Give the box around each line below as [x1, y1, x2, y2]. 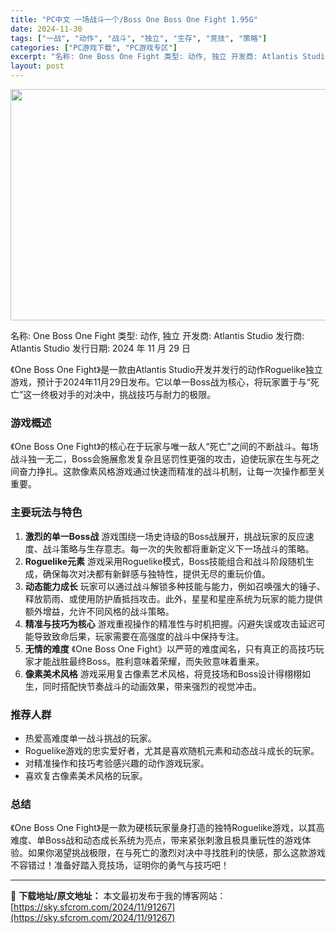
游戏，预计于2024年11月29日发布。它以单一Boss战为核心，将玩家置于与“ [10, 376, 311, 388]
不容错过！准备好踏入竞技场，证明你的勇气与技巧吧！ [10, 859, 230, 871]
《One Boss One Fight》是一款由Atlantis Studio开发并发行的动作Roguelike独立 [10, 364, 323, 375]
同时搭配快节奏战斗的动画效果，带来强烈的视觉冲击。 [42, 680, 262, 692]
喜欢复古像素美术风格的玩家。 [24, 769, 148, 781]
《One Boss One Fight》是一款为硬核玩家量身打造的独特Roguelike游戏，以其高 [10, 822, 325, 834]
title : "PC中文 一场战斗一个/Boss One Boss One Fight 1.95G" [10, 14, 258, 25]
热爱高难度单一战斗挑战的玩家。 [24, 732, 157, 744]
